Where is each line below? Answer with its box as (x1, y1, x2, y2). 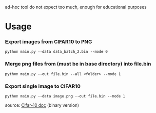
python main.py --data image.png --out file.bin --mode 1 (5, 94, 125, 99)
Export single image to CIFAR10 (5, 82, 81, 89)
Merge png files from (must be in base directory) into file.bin (5, 61, 151, 67)
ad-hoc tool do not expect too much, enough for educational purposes (5, 4, 147, 10)
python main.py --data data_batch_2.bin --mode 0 (5, 49, 108, 54)
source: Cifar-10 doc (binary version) (5, 102, 79, 108)
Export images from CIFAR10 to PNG (5, 38, 93, 45)
